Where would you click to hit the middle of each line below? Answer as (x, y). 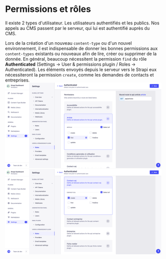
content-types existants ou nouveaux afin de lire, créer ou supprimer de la (81, 54)
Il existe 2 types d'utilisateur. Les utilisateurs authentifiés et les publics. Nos (82, 23)
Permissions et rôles (48, 9)
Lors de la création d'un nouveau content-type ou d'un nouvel (69, 43)
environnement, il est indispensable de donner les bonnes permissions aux (82, 48)
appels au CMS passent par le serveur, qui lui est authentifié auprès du (78, 28)
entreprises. (17, 80)
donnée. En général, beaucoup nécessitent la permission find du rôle (76, 59)
